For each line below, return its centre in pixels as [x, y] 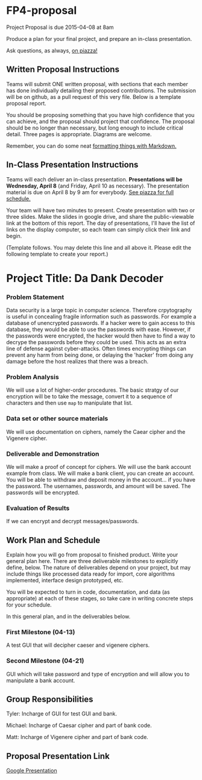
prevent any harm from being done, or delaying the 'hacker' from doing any [100, 355]
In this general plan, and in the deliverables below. [68, 617]
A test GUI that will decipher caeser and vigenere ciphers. [78, 645]
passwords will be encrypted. [43, 492]
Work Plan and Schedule [53, 540]
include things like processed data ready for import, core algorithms [90, 574]
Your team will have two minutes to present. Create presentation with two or [100, 210]
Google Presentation [32, 771]
